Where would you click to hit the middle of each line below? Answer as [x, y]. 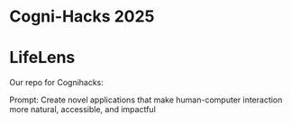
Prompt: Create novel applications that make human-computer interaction [146, 100]
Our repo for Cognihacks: [56, 83]
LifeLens [42, 58]
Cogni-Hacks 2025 [82, 17]
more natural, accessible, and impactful [82, 110]
